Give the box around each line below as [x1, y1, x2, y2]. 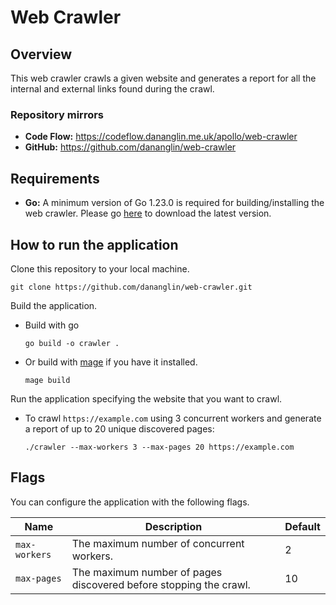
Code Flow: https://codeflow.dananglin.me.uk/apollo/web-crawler [24, 131, 298, 143]
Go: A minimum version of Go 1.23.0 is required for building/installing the [24, 197, 325, 209]
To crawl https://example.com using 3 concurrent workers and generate [24, 412, 322, 424]
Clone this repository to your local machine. [10, 262, 190, 275]
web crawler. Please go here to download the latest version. [24, 207, 272, 220]
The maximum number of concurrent [71, 536, 245, 550]
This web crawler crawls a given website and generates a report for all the [10, 72, 317, 84]
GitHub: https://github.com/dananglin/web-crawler [24, 141, 237, 153]
